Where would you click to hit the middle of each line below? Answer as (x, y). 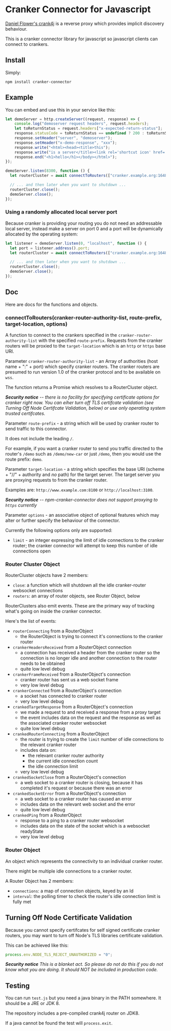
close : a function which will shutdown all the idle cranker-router (79, 585)
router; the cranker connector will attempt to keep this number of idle (85, 546)
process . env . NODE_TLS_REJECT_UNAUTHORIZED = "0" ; (59, 955)
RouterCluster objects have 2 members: (47, 575)
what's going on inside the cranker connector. (53, 611)
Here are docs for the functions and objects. (52, 304)
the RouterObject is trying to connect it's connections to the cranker (91, 637)
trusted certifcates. (25, 413)
